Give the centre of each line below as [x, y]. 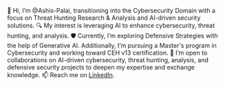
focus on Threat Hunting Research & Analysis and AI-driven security [104, 18]
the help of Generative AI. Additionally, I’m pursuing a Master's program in [112, 45]
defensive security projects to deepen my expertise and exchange [101, 67]
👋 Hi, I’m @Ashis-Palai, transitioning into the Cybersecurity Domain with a [111, 11]
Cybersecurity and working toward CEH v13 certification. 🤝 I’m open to [107, 53]
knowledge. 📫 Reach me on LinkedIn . [61, 75]
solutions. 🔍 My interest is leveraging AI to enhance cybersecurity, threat [111, 25]
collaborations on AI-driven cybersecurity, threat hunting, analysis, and [108, 60]
